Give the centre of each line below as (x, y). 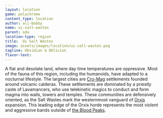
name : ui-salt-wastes (27, 28)
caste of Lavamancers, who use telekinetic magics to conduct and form (77, 89)
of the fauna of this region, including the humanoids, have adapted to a (76, 74)
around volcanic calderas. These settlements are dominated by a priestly (78, 84)
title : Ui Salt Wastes (29, 41)
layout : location (23, 10)
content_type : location (29, 19)
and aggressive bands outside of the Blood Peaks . (56, 110)
